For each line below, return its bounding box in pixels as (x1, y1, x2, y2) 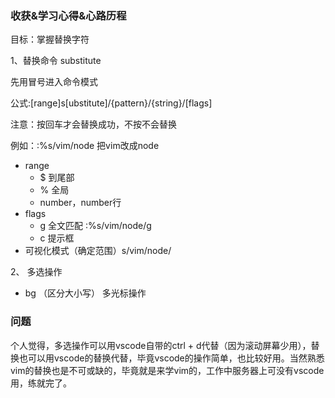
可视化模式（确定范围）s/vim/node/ (24, 245, 172, 257)
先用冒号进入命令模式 (10, 76, 98, 88)
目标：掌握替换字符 (10, 33, 90, 46)
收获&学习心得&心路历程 (10, 8, 127, 22)
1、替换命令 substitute (10, 55, 102, 67)
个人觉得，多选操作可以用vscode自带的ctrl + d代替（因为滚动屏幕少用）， (10, 339, 312, 351)
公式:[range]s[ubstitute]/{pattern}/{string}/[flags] (10, 97, 213, 109)
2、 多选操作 (10, 266, 63, 278)
